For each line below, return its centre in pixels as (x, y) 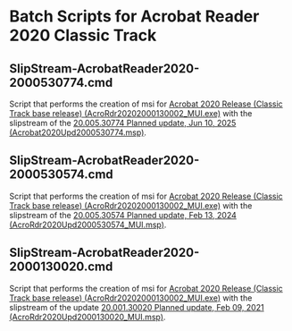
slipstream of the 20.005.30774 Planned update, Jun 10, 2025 (123, 123)
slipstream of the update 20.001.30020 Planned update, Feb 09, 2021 (137, 307)
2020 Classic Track (83, 35)
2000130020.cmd (61, 267)
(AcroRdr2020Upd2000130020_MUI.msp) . (88, 317)
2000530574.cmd (61, 175)
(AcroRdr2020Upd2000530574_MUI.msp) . (88, 225)
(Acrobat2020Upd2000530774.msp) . (78, 132)
